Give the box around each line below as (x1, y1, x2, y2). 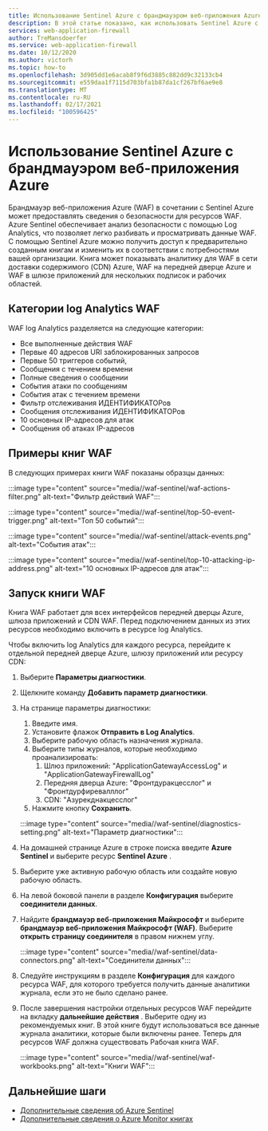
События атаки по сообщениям (19, 380, 128, 391)
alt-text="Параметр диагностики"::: (62, 827, 183, 837)
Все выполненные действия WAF (19, 338, 133, 348)
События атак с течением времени (19, 389, 140, 399)
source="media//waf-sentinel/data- (100, 947, 218, 957)
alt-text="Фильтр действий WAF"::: (42, 491, 161, 501)
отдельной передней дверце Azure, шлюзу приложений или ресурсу (8, 648, 243, 658)
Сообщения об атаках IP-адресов (19, 424, 135, 433)
